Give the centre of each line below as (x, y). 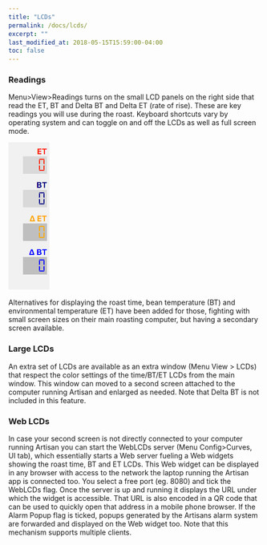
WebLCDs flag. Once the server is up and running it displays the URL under (133, 490)
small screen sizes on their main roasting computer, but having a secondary (133, 320)
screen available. (36, 328)
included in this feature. (47, 400)
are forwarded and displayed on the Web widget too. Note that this (118, 524)
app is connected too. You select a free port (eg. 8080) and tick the (119, 482)
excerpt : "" (28, 34)
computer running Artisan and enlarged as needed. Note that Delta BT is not (134, 392)
